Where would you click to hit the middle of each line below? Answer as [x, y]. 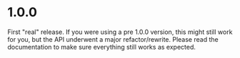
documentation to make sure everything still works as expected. [102, 47]
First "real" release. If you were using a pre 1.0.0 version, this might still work [120, 32]
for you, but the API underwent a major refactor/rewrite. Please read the [113, 39]
